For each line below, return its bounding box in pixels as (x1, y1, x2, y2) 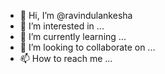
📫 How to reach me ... (19, 53, 113, 64)
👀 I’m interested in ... (19, 20, 105, 32)
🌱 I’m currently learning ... (19, 31, 127, 42)
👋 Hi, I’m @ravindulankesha (19, 10, 133, 21)
